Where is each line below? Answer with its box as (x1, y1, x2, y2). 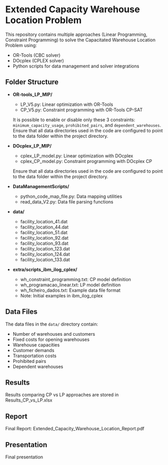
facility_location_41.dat (20, 218, 68, 224)
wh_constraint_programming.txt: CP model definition (20, 276, 131, 282)
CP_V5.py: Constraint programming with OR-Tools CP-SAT (20, 106, 143, 113)
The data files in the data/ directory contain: (5, 321, 99, 327)
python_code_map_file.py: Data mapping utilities (20, 193, 123, 199)
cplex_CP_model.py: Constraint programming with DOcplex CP (20, 158, 152, 164)
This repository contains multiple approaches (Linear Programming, (5, 31, 148, 37)
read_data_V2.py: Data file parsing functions (20, 198, 113, 205)
